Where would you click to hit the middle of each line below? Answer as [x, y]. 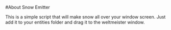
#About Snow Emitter [28, 7]
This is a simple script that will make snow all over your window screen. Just [86, 17]
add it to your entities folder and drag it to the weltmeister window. [75, 22]
